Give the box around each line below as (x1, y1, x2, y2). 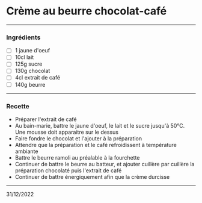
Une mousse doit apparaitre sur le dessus (14, 128, 119, 136)
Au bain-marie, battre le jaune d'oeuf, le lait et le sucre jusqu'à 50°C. (14, 122, 185, 129)
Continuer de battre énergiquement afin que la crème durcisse (14, 173, 170, 180)
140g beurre (14, 81, 46, 88)
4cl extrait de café (14, 74, 61, 81)
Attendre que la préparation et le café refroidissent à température (14, 141, 177, 148)
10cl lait (14, 54, 34, 61)
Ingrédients (6, 33, 41, 42)
